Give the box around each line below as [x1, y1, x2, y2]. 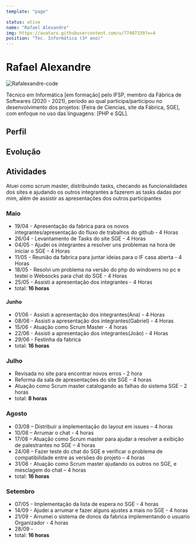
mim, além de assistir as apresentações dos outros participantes [6, 194, 162, 202]
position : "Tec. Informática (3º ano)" [6, 36, 104, 42]
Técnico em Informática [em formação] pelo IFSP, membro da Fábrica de [6, 91, 182, 98]
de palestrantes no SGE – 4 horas [14, 441, 95, 448]
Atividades [6, 167, 47, 177]
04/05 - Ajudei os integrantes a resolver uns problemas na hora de [14, 241, 176, 248]
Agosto [6, 410, 27, 418]
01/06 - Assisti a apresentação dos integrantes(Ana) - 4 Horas [14, 311, 165, 318]
